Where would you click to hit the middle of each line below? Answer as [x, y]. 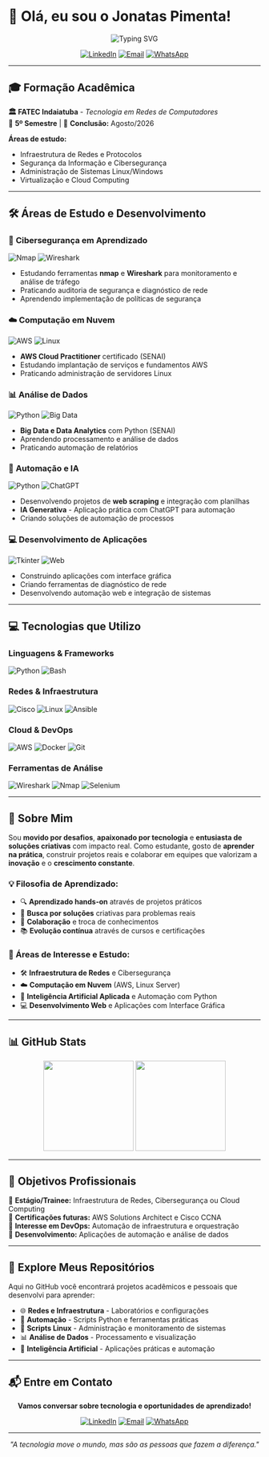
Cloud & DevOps [41, 730]
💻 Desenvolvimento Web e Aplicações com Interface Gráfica [122, 1005]
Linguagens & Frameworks [61, 653]
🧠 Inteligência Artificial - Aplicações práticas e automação [117, 1349]
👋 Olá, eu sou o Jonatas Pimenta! [120, 16]
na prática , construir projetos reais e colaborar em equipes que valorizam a [133, 855]
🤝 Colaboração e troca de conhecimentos [89, 922]
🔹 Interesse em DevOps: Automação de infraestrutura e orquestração [124, 1226]
